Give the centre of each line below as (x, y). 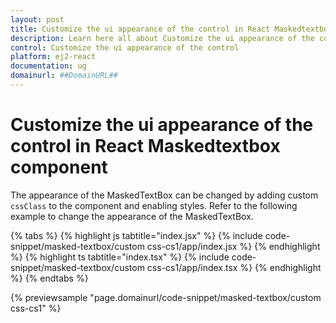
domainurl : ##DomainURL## (64, 76)
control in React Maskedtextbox (145, 146)
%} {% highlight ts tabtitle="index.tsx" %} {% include (120, 257)
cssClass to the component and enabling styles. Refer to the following (154, 205)
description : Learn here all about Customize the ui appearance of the (162, 38)
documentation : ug (48, 66)
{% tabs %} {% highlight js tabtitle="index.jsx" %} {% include (136, 235)
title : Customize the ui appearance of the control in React (140, 29)
